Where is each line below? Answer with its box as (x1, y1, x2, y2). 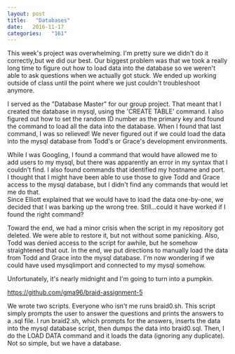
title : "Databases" (7, 17, 71, 24)
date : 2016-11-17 (7, 23, 65, 30)
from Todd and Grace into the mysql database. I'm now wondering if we (7, 254, 215, 262)
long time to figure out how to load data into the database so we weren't (7, 64, 216, 72)
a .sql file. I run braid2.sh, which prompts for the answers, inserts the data (7, 317, 221, 325)
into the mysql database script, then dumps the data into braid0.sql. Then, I (7, 324, 224, 333)
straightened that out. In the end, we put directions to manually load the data (7, 246, 229, 254)
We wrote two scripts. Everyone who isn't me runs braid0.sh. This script (7, 302, 216, 311)
